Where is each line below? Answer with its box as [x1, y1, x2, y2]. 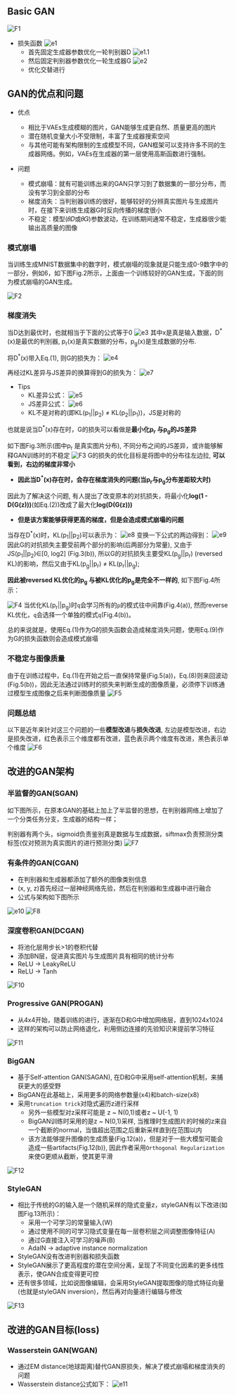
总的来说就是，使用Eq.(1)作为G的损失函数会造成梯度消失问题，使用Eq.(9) [7, 626, 218, 634]
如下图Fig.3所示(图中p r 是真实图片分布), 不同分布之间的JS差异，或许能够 [7, 441, 217, 452]
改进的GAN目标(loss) [7, 1324, 100, 1336]
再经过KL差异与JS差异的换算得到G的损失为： [7, 368, 138, 377]
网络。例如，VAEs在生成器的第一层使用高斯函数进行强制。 [40, 149, 209, 158]
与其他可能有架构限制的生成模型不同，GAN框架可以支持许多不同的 [27, 140, 220, 149]
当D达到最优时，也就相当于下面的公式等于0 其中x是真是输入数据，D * [7, 327, 223, 337]
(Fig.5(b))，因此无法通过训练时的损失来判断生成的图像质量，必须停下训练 [7, 680, 219, 688]
